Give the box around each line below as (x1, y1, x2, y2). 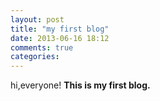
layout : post (10, 14, 65, 25)
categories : (10, 52, 60, 62)
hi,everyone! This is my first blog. (10, 79, 151, 91)
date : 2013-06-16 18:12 (10, 33, 110, 43)
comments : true (10, 42, 74, 53)
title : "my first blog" (10, 24, 110, 34)
